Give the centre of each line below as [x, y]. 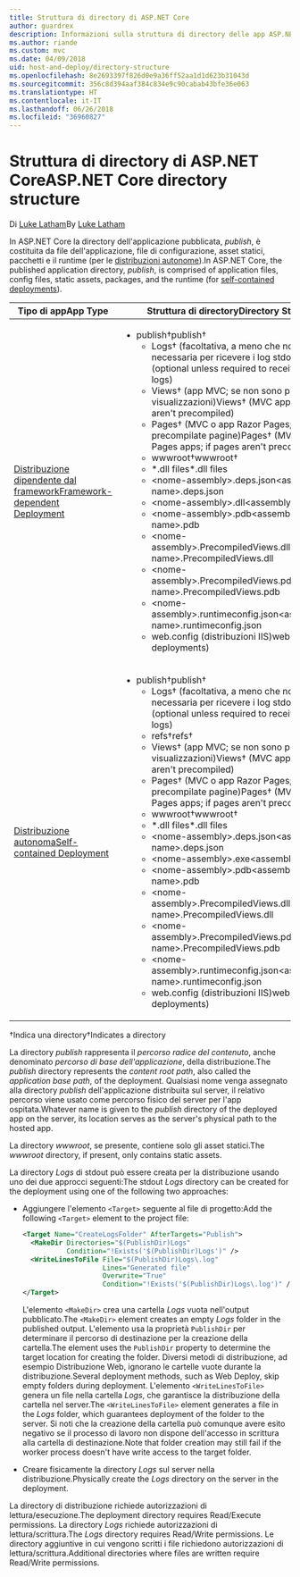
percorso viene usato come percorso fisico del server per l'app [125, 1100]
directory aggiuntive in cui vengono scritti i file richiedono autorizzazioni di [146, 1544]
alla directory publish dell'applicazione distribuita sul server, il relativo [137, 1090]
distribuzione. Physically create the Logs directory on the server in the [150, 1479]
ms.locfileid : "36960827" [57, 117]
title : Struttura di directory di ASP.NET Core [100, 17]
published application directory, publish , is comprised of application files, [144, 270]
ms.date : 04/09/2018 [48, 59]
